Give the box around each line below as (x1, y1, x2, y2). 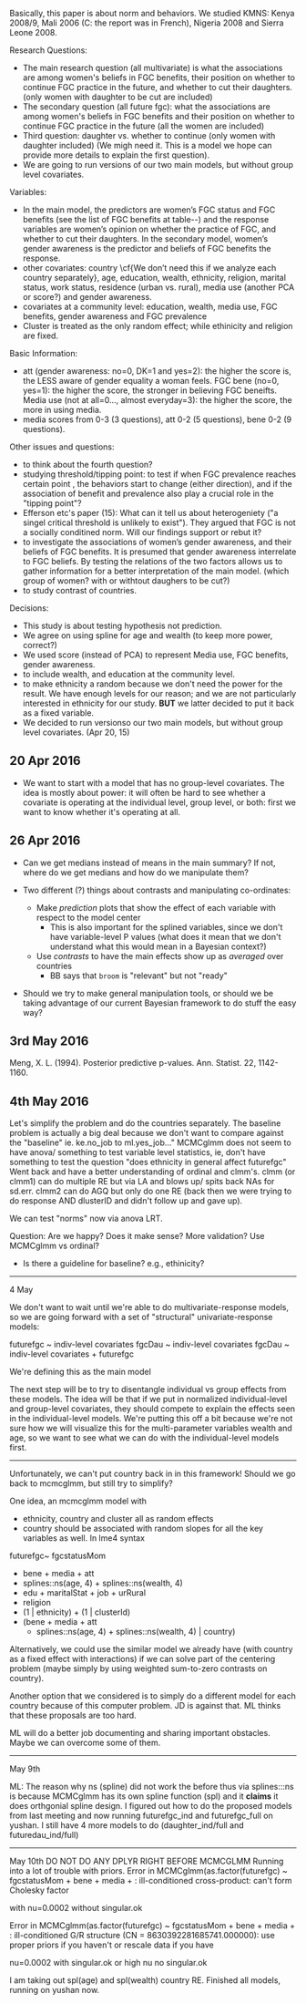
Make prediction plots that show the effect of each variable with (36, 902, 276, 913)
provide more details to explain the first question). (22, 150, 210, 160)
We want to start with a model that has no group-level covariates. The (22, 777, 285, 788)
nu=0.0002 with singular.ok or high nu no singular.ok (9, 1958, 208, 1968)
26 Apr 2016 (9, 833, 81, 849)
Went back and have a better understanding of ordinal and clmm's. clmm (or (9, 1166, 296, 1177)
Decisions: (9, 603, 49, 614)
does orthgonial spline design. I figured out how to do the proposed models (9, 1801, 293, 1812)
